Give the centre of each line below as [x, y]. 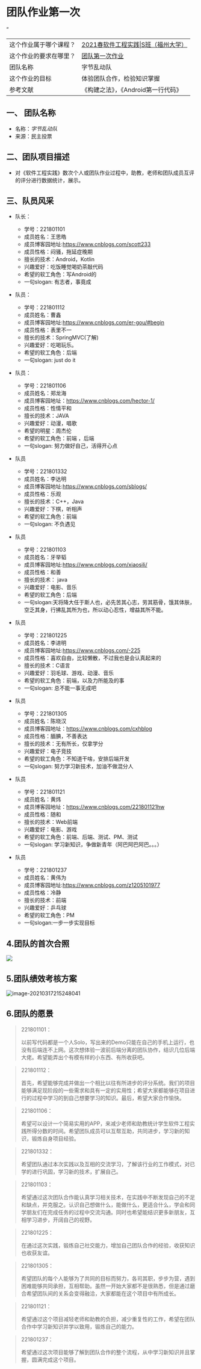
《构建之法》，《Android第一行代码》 [132, 90]
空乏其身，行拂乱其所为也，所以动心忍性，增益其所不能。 [95, 610]
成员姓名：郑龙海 [45, 393]
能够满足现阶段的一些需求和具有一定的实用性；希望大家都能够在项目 [105, 1090]
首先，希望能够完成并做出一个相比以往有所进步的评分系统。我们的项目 [108, 1083]
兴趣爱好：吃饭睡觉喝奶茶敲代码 [63, 267]
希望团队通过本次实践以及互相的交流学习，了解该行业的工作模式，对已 [108, 1164]
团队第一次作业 [103, 56]
